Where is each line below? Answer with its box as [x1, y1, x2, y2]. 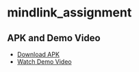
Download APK [16, 50, 60, 58]
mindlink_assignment [7, 5, 132, 21]
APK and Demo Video [7, 32, 101, 44]
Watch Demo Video [16, 58, 72, 66]
